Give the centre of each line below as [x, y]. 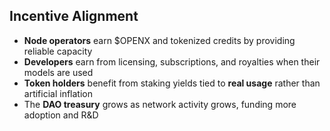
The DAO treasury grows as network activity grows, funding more [160, 104]
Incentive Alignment [74, 16]
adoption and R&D [61, 115]
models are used [58, 72]
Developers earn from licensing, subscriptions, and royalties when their [172, 61]
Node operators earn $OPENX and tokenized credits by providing [159, 40]
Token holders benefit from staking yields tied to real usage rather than [172, 83]
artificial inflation [58, 93]
